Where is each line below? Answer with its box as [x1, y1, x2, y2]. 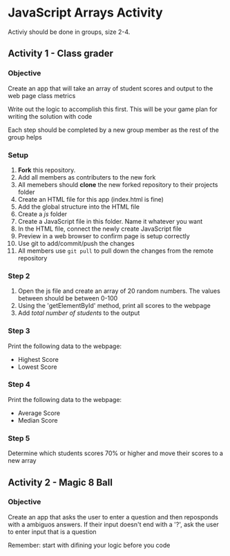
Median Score [17, 416, 58, 424]
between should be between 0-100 [17, 294, 118, 303]
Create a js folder [17, 209, 68, 218]
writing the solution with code [8, 112, 93, 120]
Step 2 [8, 271, 30, 280]
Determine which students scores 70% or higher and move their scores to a [8, 449, 224, 457]
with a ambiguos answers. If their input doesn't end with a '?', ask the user [8, 520, 220, 528]
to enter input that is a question [8, 527, 97, 536]
